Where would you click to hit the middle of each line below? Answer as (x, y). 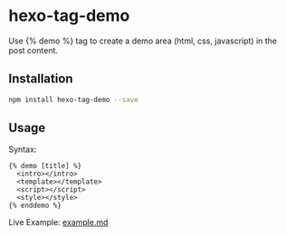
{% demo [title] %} (45, 166)
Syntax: (23, 149)
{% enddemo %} (35, 206)
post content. (33, 50)
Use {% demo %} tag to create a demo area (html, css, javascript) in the (143, 41)
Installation (41, 79)
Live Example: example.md (58, 222)
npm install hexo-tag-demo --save (74, 99)
